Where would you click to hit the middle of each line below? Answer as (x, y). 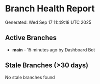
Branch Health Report (50, 9)
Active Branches (31, 38)
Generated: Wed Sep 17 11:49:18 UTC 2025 (48, 22)
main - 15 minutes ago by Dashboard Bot (53, 49)
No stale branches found (30, 77)
